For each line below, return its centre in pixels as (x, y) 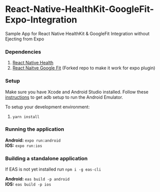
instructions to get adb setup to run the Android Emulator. (64, 97)
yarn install (26, 117)
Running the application (35, 129)
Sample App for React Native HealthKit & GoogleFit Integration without (77, 33)
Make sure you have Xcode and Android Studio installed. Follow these (77, 92)
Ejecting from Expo (25, 39)
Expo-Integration (41, 20)
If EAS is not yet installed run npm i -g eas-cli (53, 169)
